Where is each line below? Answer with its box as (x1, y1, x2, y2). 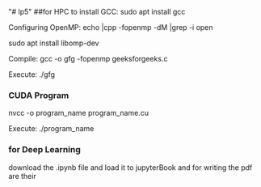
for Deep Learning (8, 144, 81, 155)
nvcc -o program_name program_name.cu (8, 108, 149, 118)
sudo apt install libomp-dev (8, 38, 99, 48)
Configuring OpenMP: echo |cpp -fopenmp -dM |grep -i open (8, 23, 213, 32)
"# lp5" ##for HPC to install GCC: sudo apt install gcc (8, 7, 186, 16)
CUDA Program (8, 89, 69, 100)
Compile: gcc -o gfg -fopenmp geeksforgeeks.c (8, 54, 168, 63)
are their (8, 171, 36, 181)
